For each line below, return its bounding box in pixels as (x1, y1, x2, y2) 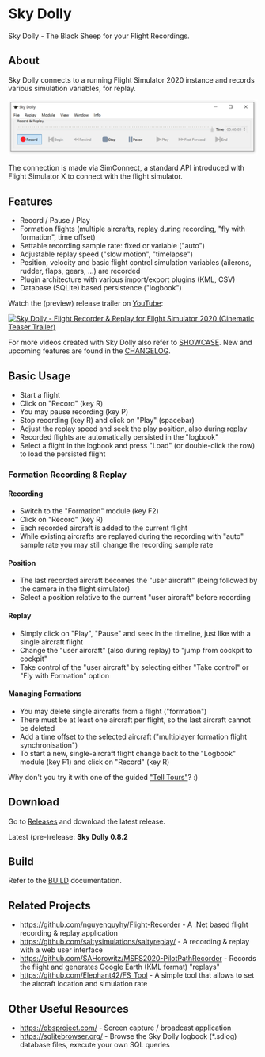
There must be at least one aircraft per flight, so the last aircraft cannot (19, 715, 252, 725)
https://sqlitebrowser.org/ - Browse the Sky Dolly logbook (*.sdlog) (19, 1032, 237, 1041)
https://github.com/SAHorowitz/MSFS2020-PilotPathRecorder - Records (19, 954, 257, 963)
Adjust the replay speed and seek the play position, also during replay (19, 424, 248, 433)
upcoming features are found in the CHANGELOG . (8, 346, 172, 356)
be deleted (19, 723, 55, 732)
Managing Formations (8, 689, 82, 698)
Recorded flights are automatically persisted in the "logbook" (19, 432, 219, 442)
